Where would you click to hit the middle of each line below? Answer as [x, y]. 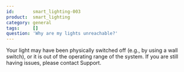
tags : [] [22, 28]
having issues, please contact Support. [54, 63]
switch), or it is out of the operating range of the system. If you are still [92, 57]
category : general [29, 22]
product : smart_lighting [38, 17]
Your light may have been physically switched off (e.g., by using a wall [92, 50]
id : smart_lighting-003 [44, 12]
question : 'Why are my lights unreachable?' [62, 34]
